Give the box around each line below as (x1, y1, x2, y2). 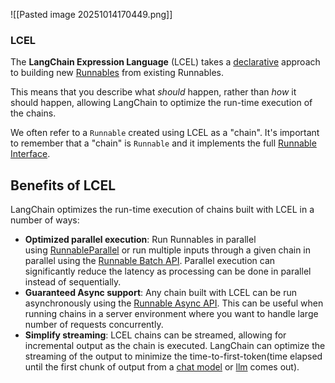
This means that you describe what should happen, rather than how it (10, 86, 297, 98)
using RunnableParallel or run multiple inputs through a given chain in (24, 244, 312, 256)
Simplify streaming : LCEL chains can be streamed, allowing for (24, 329, 287, 341)
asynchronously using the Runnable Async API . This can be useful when (24, 297, 324, 309)
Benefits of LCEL (10, 177, 117, 194)
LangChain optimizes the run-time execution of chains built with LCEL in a (10, 204, 315, 216)
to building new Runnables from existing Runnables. (10, 67, 224, 79)
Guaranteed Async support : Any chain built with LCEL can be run (24, 287, 297, 299)
